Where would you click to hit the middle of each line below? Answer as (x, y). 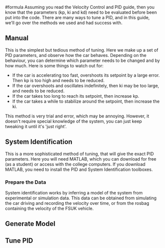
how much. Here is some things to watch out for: (55, 65)
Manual (17, 38)
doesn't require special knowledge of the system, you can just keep (74, 121)
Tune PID (19, 240)
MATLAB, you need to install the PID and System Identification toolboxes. (79, 169)
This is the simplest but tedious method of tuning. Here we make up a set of (82, 50)
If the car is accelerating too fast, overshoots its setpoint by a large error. (86, 75)
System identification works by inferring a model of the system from (74, 193)
